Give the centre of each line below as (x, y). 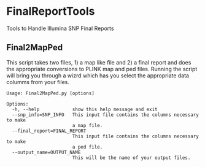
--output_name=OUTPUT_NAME (46, 152)
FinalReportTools (51, 11)
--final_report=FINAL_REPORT (49, 131)
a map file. (87, 125)
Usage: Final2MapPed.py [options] (51, 93)
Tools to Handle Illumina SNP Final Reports (60, 28)
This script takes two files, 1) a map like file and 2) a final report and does (99, 62)
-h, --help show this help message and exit (85, 109)
